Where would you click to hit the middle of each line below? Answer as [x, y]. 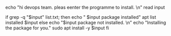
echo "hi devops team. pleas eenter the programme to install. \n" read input [85, 7]
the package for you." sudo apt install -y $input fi [57, 28]
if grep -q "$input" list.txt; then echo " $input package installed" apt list [81, 17]
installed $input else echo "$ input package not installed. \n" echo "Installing [86, 23]
